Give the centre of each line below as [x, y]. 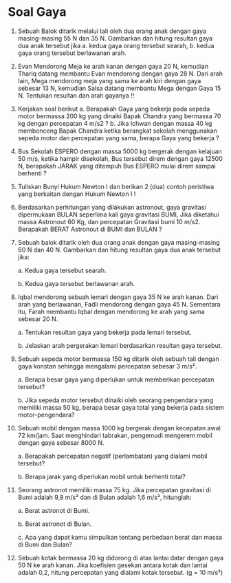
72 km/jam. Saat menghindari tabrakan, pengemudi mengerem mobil [115, 435]
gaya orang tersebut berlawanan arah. [72, 53]
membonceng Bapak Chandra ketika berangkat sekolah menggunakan [117, 131]
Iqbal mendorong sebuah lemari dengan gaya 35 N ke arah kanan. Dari [118, 297]
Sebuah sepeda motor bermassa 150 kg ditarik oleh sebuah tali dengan [118, 359]
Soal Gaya [37, 12]
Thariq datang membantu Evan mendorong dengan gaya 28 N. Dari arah [120, 74]
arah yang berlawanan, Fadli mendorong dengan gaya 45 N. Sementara [119, 304]
